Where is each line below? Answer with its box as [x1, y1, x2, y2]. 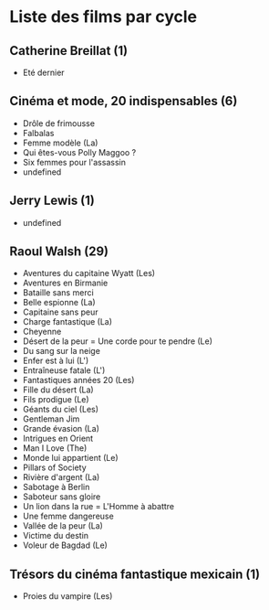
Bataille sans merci [22, 287, 94, 298]
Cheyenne [22, 326, 62, 337]
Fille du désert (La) [22, 384, 94, 395]
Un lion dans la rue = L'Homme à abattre [22, 501, 175, 512]
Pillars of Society [22, 462, 87, 473]
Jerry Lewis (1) [9, 193, 96, 209]
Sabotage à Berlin [22, 482, 90, 493]
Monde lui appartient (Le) [22, 453, 119, 464]
